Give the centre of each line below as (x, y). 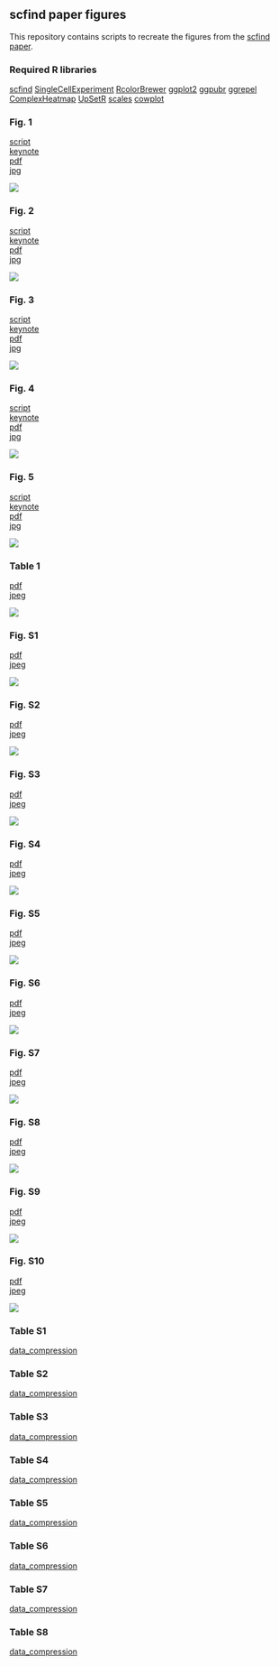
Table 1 (25, 566)
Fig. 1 (21, 123)
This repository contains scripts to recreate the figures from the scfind (140, 36)
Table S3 (29, 1417)
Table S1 (28, 1330)
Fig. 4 (22, 388)
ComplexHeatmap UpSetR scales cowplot (87, 99)
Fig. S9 (25, 1192)
